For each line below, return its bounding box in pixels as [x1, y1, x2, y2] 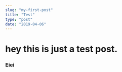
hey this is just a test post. [5, 44, 118, 55]
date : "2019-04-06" [5, 21, 47, 27]
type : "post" [5, 17, 33, 22]
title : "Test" [5, 12, 35, 17]
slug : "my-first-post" [5, 7, 53, 13]
